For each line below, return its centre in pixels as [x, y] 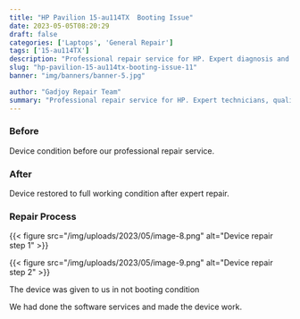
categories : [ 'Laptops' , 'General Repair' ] [92, 42]
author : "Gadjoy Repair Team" [66, 92]
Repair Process [43, 217]
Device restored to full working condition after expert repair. [119, 194]
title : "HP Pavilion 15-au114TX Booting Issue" [101, 17]
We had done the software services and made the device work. [126, 307]
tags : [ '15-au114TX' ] [50, 51]
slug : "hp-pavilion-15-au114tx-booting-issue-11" [104, 68]
